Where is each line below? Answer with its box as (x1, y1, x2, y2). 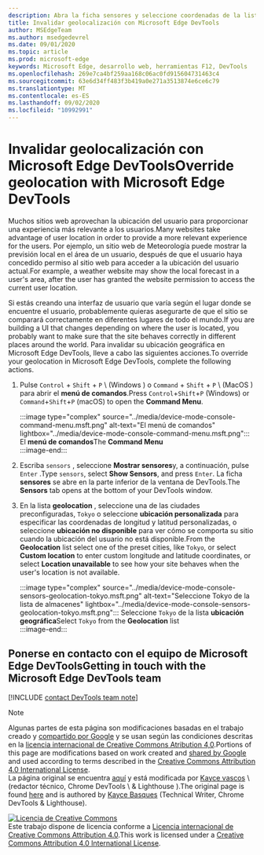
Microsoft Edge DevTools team (8, 672, 162, 685)
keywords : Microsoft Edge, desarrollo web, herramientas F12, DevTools (8, 63, 247, 71)
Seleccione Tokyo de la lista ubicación (120, 608, 244, 617)
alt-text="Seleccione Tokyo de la (143, 590, 250, 601)
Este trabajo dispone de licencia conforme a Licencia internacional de (8, 821, 234, 831)
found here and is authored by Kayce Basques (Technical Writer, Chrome (8, 790, 244, 799)
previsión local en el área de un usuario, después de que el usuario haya (8, 249, 243, 259)
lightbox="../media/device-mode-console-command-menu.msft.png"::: (19, 429, 250, 438)
